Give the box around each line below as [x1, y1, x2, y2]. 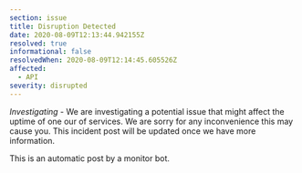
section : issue [9, 13, 68, 23]
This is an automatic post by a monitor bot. [9, 152, 171, 164]
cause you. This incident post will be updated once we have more [9, 125, 256, 137]
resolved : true [9, 38, 68, 48]
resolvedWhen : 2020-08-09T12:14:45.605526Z [9, 56, 178, 65]
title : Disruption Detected [9, 22, 117, 31]
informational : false [9, 47, 92, 56]
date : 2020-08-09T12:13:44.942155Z [9, 30, 145, 39]
